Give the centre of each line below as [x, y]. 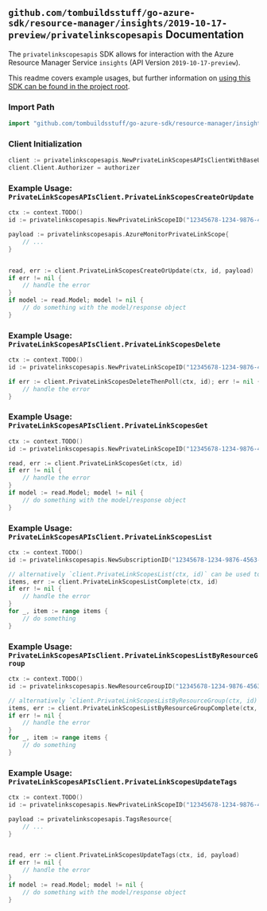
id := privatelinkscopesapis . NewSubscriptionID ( [90, 560]
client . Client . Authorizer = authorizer [74, 168]
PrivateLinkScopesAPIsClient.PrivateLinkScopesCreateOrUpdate [131, 197]
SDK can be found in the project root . [69, 86]
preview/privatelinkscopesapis [86, 35]
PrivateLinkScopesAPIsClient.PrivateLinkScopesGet [108, 426]
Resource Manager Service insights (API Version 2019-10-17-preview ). [124, 62]
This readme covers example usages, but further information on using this [130, 78]
